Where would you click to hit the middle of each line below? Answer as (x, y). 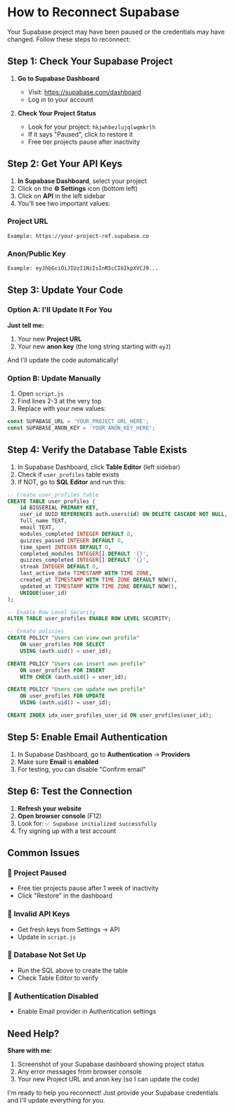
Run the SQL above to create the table (73, 970)
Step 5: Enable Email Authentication (87, 737)
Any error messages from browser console (79, 1072)
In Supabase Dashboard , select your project (82, 181)
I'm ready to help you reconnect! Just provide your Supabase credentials (113, 1093)
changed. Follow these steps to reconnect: (69, 39)
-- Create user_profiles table (53, 495)
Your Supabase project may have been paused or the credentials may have (116, 32)
